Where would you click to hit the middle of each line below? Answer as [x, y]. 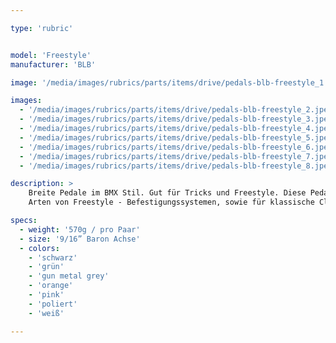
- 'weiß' [46, 313]
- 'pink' [46, 295]
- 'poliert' [53, 304]
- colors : [39, 248]
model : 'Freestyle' [51, 55]
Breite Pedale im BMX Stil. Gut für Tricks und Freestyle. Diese [167, 193]
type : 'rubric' [42, 28]
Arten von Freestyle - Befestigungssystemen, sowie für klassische [171, 202]
